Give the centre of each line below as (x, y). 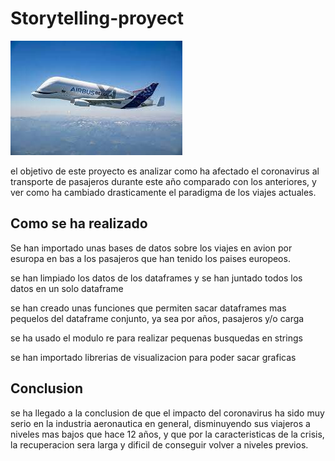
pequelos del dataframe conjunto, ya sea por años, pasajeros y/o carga (157, 318)
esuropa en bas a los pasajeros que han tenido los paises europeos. (150, 258)
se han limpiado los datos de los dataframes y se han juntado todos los (156, 278)
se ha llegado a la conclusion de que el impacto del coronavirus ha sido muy (167, 413)
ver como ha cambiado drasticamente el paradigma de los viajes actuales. (163, 192)
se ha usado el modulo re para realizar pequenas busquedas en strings (156, 338)
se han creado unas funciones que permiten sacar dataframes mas (148, 308)
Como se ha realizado (79, 223)
